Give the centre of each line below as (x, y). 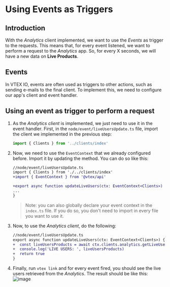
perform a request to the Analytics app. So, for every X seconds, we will (81, 51)
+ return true (29, 254)
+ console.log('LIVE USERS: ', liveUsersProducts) (68, 249)
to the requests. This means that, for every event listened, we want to (78, 46)
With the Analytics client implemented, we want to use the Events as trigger (84, 40)
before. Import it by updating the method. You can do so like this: (80, 158)
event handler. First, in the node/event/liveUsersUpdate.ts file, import (85, 129)
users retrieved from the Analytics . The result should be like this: (80, 274)
